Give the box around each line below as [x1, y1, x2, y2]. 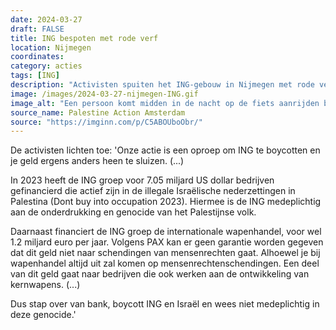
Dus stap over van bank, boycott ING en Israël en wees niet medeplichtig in [10, 298, 320, 310]
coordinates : [10, 52, 65, 62]
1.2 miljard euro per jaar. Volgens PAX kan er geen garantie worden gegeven [10, 236, 324, 248]
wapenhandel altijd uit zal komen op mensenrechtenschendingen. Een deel [10, 257, 320, 270]
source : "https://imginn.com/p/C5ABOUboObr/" [10, 117, 203, 127]
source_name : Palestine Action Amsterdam [10, 107, 186, 118]
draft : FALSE [10, 24, 65, 34]
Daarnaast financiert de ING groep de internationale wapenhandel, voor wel [10, 226, 322, 238]
